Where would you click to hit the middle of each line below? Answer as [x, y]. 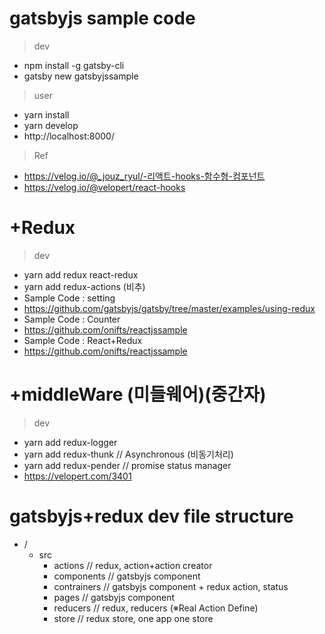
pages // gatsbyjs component [114, 597]
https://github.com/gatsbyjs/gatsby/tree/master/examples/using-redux [169, 308]
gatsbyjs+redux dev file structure [151, 516]
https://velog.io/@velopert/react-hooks [104, 187]
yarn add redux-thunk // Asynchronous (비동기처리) [128, 454]
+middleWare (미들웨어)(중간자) [138, 394]
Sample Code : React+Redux [83, 340]
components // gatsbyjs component [127, 576]
